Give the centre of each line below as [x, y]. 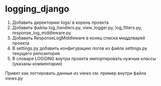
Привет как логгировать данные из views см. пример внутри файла [76, 73]
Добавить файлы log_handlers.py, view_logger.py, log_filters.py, [77, 27]
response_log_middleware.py [42, 33]
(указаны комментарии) [37, 64]
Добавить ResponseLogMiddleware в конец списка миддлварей [79, 38]
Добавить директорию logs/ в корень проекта [60, 22]
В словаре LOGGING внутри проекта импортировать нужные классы [84, 58]
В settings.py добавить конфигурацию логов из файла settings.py [80, 48]
